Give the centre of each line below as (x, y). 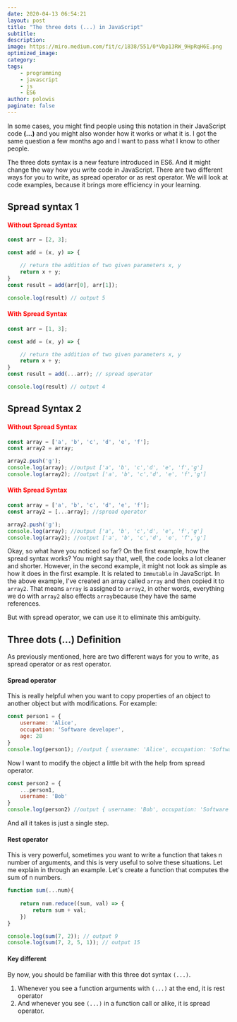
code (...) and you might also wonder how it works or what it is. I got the (112, 133)
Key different (27, 958)
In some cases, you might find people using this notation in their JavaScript (117, 126)
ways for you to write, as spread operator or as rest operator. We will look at (118, 177)
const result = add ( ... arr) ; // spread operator (80, 374)
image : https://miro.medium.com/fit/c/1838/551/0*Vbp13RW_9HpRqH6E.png (115, 47)
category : (22, 60)
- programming (41, 73)
